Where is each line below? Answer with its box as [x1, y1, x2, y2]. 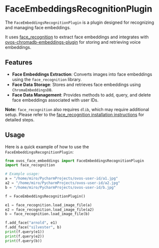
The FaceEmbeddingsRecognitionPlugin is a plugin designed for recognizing [5, 19, 154, 25]
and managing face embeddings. [5, 24, 71, 30]
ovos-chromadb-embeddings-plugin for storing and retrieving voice [5, 39, 141, 45]
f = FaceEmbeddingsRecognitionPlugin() [5, 194, 86, 198]
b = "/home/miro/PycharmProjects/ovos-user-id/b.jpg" [5, 185, 116, 190]
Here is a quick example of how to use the [5, 144, 89, 149]
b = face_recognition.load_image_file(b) [5, 212, 90, 216]
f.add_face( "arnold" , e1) [5, 220, 57, 225]
